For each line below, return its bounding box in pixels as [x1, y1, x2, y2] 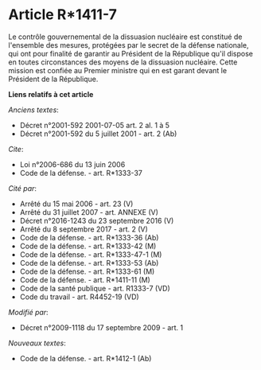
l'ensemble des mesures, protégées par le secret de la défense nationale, [8, 40, 249, 49]
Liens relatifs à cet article [8, 89, 94, 99]
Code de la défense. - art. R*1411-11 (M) [19, 275, 151, 284]
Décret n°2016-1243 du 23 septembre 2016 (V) [19, 216, 174, 225]
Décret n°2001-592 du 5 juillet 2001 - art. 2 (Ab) [19, 129, 177, 138]
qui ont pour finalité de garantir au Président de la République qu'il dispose [8, 49, 253, 58]
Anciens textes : [8, 105, 60, 115]
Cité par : [8, 183, 37, 193]
